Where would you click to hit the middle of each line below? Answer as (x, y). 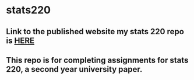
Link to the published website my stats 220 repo (95, 32)
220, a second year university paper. (74, 69)
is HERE (20, 40)
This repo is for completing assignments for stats (97, 60)
